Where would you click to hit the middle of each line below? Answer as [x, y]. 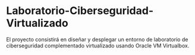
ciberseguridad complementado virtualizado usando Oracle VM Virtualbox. [98, 46]
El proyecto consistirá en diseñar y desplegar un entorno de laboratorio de [97, 39]
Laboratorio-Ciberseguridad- [80, 11]
